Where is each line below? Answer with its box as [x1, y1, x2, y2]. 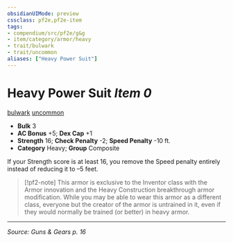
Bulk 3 [17, 121, 37, 130]
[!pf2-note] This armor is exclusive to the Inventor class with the [24, 178, 208, 186]
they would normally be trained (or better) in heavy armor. [24, 208, 190, 216]
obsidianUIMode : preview [7, 10, 79, 17]
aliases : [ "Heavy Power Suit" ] [7, 56, 98, 62]
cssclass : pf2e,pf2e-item [7, 17, 82, 24]
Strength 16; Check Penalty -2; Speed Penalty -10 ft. [17, 136, 171, 144]
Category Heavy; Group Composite [17, 144, 120, 152]
